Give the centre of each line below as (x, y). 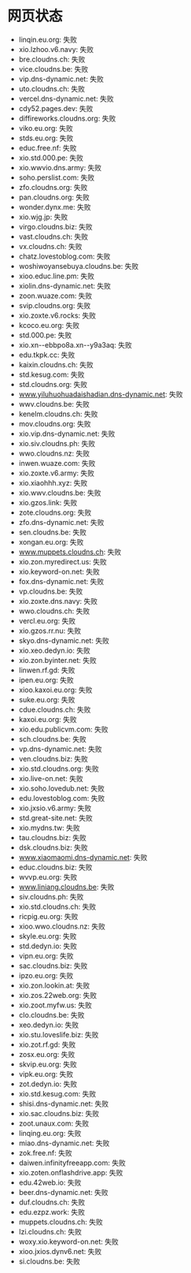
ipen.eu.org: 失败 (46, 679)
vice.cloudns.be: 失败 (53, 69)
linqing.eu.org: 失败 (50, 1133)
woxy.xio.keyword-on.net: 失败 (68, 1241)
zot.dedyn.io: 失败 (48, 1084)
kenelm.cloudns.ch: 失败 (59, 414)
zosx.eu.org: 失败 (47, 1054)
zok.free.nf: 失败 (45, 1152)
